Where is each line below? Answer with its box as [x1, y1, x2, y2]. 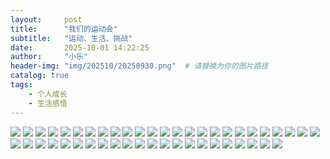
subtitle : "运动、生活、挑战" [10, 33, 133, 43]
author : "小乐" [10, 52, 89, 62]
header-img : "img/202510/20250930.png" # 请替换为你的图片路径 [10, 61, 269, 71]
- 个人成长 [28, 89, 68, 99]
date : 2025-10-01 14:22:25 [10, 42, 150, 53]
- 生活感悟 [28, 98, 68, 108]
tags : [10, 80, 33, 90]
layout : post [10, 14, 83, 25]
